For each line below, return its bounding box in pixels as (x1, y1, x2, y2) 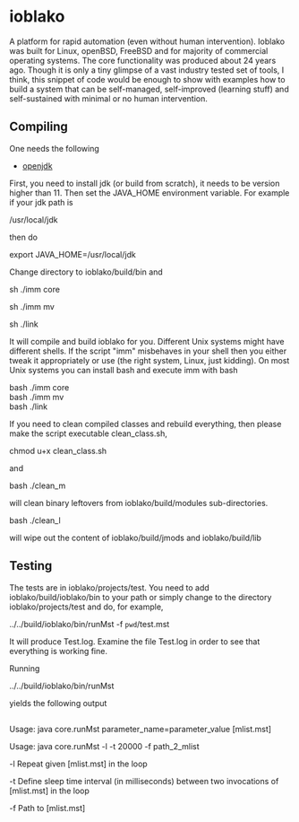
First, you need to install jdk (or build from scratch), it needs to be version (9, 178, 280, 188)
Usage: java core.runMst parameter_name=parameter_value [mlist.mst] (9, 723, 271, 734)
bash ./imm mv (9, 391, 64, 402)
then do (9, 232, 38, 242)
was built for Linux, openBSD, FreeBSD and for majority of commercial (9, 45, 269, 56)
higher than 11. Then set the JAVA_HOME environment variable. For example (9, 187, 290, 198)
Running (9, 662, 40, 674)
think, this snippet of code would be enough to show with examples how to (9, 74, 286, 84)
